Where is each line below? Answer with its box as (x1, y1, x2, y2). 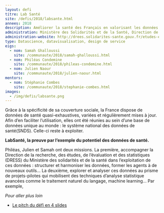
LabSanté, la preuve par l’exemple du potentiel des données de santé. (5, 138, 149, 143)
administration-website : (5, 35, 56, 40)
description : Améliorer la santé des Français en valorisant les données (5, 25, 159, 30)
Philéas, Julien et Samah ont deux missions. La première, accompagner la (5, 147, 154, 153)
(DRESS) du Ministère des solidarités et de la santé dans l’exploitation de (5, 157, 151, 163)
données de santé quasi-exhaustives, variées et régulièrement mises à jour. (5, 112, 157, 118)
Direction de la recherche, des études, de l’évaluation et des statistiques (5, 152, 150, 158)
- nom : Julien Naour (9, 67, 51, 71)
